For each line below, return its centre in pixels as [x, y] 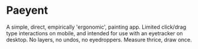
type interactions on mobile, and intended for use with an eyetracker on [94, 33]
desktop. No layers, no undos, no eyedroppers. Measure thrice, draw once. [99, 39]
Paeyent [27, 10]
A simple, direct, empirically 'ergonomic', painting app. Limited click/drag [96, 27]
